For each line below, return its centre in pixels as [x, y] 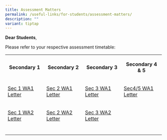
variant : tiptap [22, 23]
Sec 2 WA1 [60, 89]
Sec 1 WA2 [21, 113]
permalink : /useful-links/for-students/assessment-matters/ [69, 14]
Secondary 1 [25, 67]
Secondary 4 [142, 64]
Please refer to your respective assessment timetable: [60, 47]
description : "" [22, 19]
